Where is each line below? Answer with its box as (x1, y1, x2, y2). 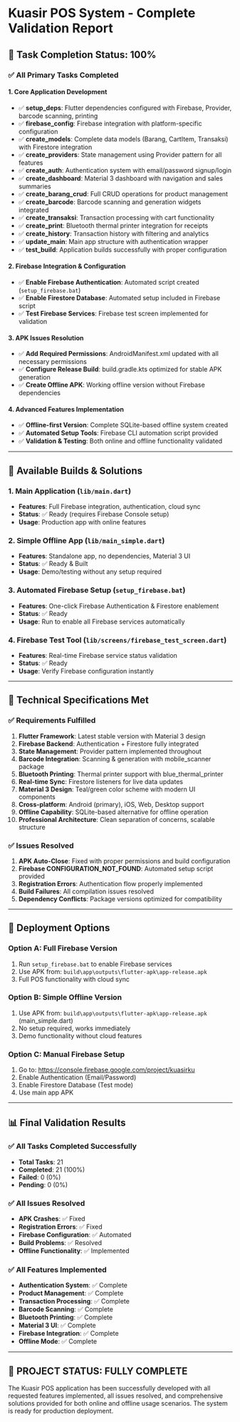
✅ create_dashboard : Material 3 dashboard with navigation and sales (18, 173, 224, 183)
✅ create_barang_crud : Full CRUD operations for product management (18, 189, 229, 198)
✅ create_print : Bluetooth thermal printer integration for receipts (18, 221, 209, 230)
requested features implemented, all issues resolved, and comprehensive (8, 1391, 224, 1400)
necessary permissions (18, 357, 88, 366)
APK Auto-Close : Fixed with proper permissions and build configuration (18, 856, 231, 865)
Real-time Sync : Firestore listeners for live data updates (18, 777, 184, 786)
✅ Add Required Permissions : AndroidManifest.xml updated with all (18, 350, 219, 358)
